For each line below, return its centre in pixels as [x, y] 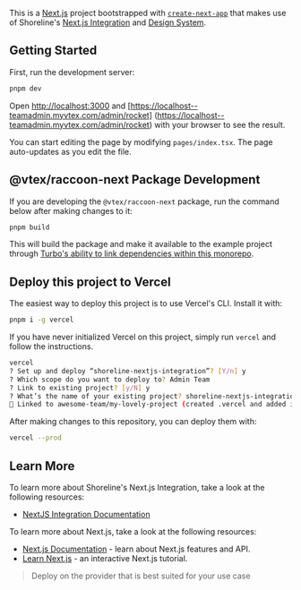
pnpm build [30, 227]
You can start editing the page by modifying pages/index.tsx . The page [141, 141]
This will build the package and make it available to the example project [141, 244]
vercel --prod [36, 438]
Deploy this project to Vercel [90, 282]
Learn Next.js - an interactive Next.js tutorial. [105, 558]
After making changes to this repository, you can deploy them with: [133, 422]
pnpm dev [26, 89]
